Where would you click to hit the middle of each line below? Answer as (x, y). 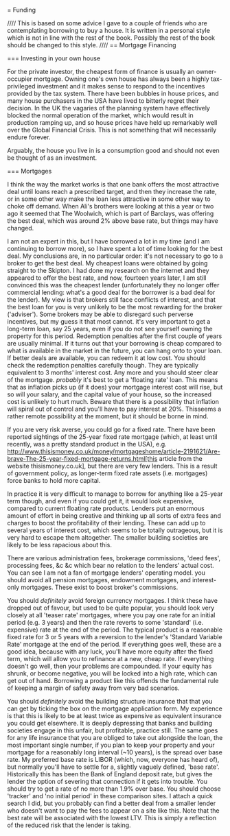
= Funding (22, 10)
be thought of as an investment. (52, 158)
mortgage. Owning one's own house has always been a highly (122, 79)
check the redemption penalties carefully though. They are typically (103, 365)
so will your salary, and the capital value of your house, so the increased (109, 394)
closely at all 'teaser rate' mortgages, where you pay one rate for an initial (111, 615)
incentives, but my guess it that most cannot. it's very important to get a (109, 321)
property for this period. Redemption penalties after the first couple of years (115, 336)
